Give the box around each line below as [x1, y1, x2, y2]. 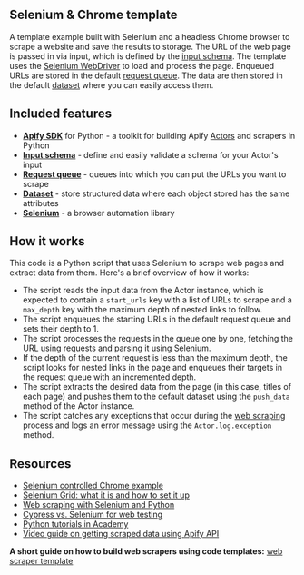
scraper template [9, 556, 74, 567]
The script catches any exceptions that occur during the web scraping [22, 411, 286, 421]
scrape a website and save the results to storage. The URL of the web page [9, 41, 292, 52]
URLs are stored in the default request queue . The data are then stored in [9, 70, 283, 81]
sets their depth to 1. [22, 323, 100, 334]
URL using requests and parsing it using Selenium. [22, 342, 211, 353]
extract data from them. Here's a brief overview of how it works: [9, 267, 250, 278]
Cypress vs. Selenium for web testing [22, 509, 163, 520]
